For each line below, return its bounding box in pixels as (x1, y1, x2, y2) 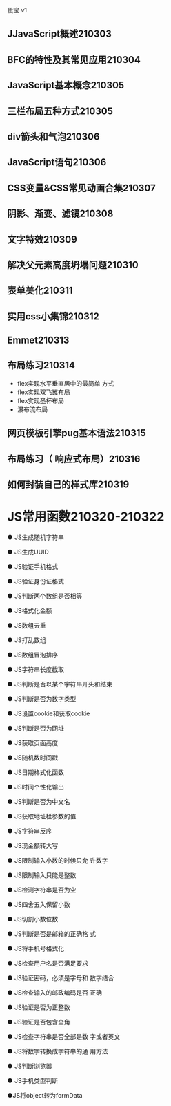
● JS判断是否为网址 (7, 724, 64, 732)
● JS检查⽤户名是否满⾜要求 (7, 959, 88, 967)
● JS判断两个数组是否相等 (7, 592, 83, 600)
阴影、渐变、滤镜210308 (7, 208, 114, 220)
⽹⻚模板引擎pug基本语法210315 (7, 427, 146, 439)
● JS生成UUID (7, 548, 50, 556)
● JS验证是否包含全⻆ (7, 1018, 70, 1026)
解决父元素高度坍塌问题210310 (7, 259, 139, 271)
